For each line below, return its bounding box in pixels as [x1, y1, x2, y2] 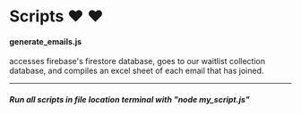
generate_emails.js [9, 36, 82, 46]
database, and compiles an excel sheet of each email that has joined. [9, 65, 264, 77]
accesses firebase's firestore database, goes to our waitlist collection [9, 56, 266, 67]
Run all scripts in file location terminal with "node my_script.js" [9, 94, 250, 104]
